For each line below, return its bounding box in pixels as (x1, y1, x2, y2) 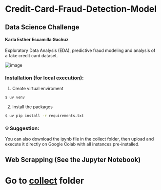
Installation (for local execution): (5, 74, 84, 81)
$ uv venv (5, 95, 25, 100)
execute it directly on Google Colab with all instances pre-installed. (5, 141, 140, 147)
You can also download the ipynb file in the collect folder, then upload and (5, 136, 154, 142)
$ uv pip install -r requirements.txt (5, 113, 84, 118)
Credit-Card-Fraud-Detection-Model (5, 3, 157, 15)
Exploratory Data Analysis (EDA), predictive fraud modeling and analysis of (5, 47, 156, 53)
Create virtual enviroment (12, 86, 63, 92)
